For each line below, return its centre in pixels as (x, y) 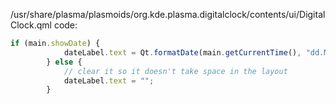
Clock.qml (31, 25)
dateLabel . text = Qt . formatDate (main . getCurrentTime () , (182, 52)
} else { (64, 62)
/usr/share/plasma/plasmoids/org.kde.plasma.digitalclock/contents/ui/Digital (168, 14)
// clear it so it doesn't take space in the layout (175, 71)
